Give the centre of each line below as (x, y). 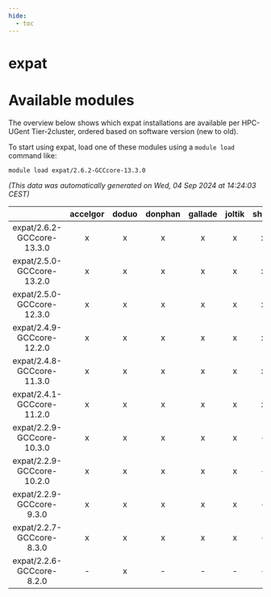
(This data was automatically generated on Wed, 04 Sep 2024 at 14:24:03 (132, 185)
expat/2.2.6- (37, 561)
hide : (17, 16)
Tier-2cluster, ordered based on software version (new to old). (135, 131)
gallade (203, 213)
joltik (235, 213)
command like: (33, 155)
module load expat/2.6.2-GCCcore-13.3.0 (77, 170)
